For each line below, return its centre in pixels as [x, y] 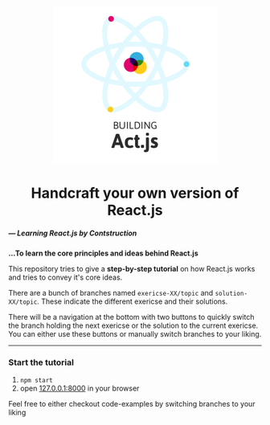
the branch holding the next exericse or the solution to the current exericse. [133, 325]
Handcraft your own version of [135, 193]
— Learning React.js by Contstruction [73, 233]
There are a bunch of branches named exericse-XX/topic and [111, 293]
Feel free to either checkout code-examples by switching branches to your [132, 404]
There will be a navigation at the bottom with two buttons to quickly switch [131, 317]
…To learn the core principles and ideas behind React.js [103, 253]
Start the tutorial [41, 362]
